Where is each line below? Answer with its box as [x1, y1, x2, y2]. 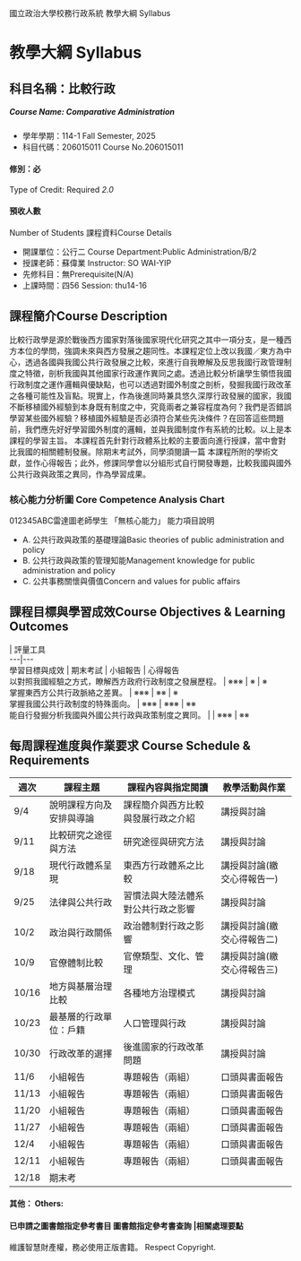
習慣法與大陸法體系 [123, 889, 204, 902]
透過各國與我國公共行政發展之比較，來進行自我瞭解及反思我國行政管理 [24, 357, 284, 367]
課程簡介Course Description [9, 308, 168, 324]
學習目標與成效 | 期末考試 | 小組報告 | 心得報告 [9, 664, 180, 675]
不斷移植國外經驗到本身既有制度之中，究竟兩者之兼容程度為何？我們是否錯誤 [9, 402, 292, 412]
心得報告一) [229, 872, 279, 885]
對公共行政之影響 [123, 903, 195, 915]
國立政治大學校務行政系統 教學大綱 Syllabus [9, 8, 171, 18]
